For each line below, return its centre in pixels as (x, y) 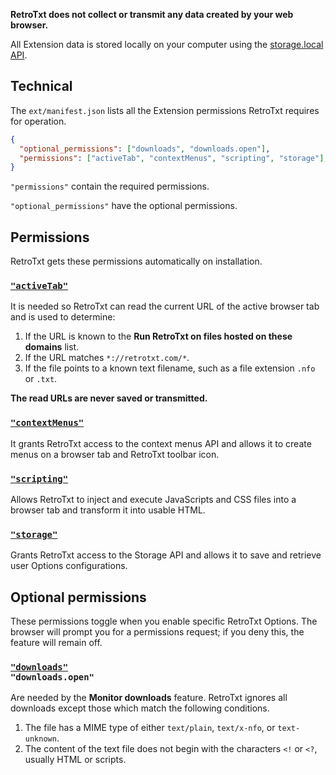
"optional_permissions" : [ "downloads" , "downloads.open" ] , (145, 149)
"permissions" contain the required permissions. (110, 186)
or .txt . (41, 379)
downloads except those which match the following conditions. (140, 708)
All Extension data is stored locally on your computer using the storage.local (167, 44)
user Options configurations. (69, 566)
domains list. (52, 347)
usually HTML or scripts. (75, 760)
